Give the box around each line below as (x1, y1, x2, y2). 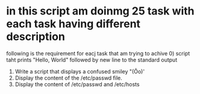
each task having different (6, 17, 140, 31)
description (6, 30, 65, 43)
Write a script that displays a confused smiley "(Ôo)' (14, 67, 145, 75)
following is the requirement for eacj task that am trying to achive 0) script (6, 49, 190, 57)
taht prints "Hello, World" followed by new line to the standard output (6, 56, 178, 63)
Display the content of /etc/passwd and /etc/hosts (14, 80, 140, 88)
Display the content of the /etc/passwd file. (14, 74, 122, 81)
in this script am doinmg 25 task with (6, 4, 195, 18)
